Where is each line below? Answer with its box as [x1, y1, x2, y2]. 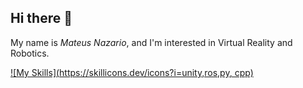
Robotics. [10, 47, 50, 59]
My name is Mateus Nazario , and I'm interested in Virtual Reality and [10, 36, 293, 48]
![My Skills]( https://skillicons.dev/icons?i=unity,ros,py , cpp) [10, 66, 254, 78]
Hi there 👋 [10, 10, 73, 27]
